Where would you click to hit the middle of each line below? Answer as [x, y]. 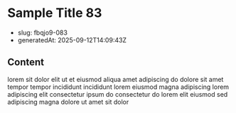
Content [26, 63]
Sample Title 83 [55, 13]
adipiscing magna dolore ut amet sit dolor [68, 102]
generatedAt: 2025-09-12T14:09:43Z [72, 40]
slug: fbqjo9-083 [42, 32]
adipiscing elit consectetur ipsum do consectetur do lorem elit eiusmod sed [118, 94]
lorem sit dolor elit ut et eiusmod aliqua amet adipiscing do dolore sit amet [116, 79]
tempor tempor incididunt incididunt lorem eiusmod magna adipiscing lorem [118, 87]
